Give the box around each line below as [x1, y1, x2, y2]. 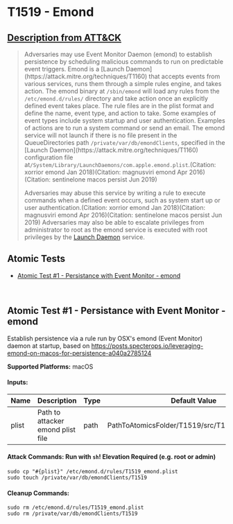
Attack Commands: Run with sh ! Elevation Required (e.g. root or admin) [7, 453, 216, 461]
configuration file [24, 153, 74, 161]
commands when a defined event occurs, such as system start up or [24, 196, 221, 204]
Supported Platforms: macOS [7, 362, 94, 371]
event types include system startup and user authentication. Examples [24, 116, 225, 125]
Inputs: [7, 378, 28, 387]
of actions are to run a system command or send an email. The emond [24, 124, 225, 132]
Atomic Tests [7, 253, 66, 265]
